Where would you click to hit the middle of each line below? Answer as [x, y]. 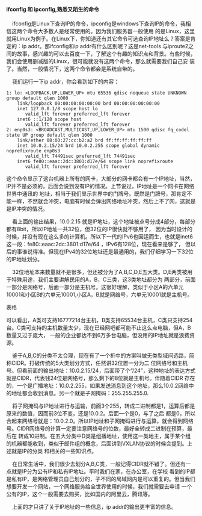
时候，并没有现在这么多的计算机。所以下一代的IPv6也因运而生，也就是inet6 [100, 237]
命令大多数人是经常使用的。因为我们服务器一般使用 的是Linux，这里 [111, 31]
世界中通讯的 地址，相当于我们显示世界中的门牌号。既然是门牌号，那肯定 [96, 194]
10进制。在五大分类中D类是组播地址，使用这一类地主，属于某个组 [110, 436]
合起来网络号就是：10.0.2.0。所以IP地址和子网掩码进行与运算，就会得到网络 [100, 421]
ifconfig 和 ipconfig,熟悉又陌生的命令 [53, 9]
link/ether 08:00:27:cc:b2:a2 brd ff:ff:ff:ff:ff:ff [84, 141]
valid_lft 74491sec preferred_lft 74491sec [80, 157]
